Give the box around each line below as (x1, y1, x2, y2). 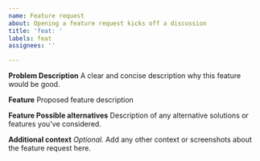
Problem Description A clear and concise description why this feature (8, 71, 241, 80)
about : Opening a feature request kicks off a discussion (8, 19, 207, 27)
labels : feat (8, 34, 52, 43)
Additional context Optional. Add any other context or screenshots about (8, 134, 252, 145)
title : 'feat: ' (8, 27, 63, 35)
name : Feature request (8, 11, 85, 20)
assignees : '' (8, 42, 56, 50)
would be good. (8, 80, 60, 89)
